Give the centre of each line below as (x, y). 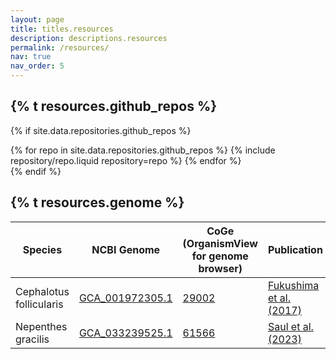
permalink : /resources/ (60, 47)
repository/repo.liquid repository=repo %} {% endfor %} (126, 160)
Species (42, 249)
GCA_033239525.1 (125, 333)
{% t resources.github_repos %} (114, 106)
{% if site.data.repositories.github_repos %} (101, 130)
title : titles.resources (62, 29)
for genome (220, 256)
